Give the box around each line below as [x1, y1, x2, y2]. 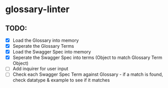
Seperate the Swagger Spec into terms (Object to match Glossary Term [12, 54, 162, 61]
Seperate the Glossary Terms [12, 43, 74, 49]
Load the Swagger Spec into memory [12, 49, 91, 55]
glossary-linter [5, 4, 70, 15]
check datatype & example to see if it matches [12, 77, 110, 83]
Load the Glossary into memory [12, 37, 79, 43]
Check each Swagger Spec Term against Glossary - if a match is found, [12, 71, 163, 77]
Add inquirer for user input [12, 66, 69, 72]
